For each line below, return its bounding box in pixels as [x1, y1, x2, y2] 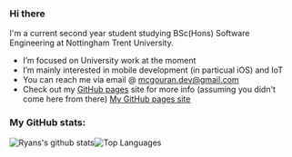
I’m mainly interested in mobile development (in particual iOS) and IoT [22, 64, 284, 75]
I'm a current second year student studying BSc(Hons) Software [9, 28, 250, 39]
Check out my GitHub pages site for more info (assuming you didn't [22, 84, 276, 95]
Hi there [9, 7, 45, 20]
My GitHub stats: [9, 116, 86, 129]
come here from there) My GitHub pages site [22, 93, 191, 104]
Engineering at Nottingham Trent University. [9, 37, 175, 48]
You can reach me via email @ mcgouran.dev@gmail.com [22, 74, 239, 85]
